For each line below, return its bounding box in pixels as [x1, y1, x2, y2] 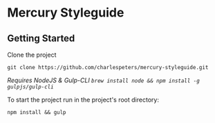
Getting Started [7, 32, 75, 44]
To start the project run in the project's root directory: [7, 95, 159, 104]
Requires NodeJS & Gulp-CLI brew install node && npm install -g [7, 76, 200, 84]
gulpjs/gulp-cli [7, 84, 54, 91]
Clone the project [7, 50, 57, 59]
